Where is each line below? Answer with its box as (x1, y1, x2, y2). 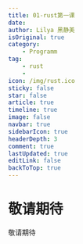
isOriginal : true (8, 33, 65, 41)
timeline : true (8, 106, 58, 114)
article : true (8, 99, 55, 106)
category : (8, 41, 41, 48)
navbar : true (8, 120, 51, 128)
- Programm (22, 48, 58, 56)
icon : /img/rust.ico (8, 77, 76, 84)
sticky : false (8, 84, 55, 92)
